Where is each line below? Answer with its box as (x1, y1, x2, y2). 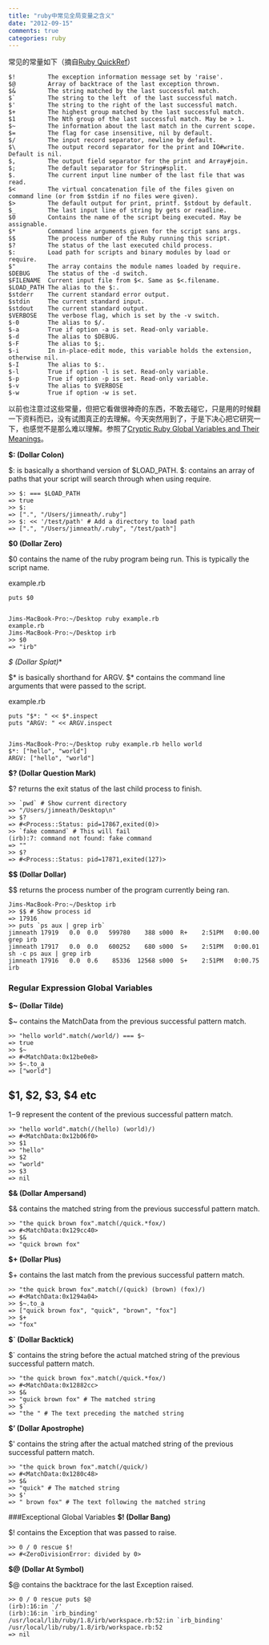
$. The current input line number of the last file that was (8, 172, 246, 180)
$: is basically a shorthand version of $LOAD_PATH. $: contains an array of (8, 466, 255, 476)
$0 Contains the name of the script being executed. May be (8, 213, 242, 221)
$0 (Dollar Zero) (8, 539, 62, 549)
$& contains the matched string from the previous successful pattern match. (8, 1204, 260, 1213)
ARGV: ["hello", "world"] (8, 755, 94, 763)
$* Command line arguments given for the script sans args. (8, 228, 242, 236)
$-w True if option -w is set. (8, 389, 138, 397)
